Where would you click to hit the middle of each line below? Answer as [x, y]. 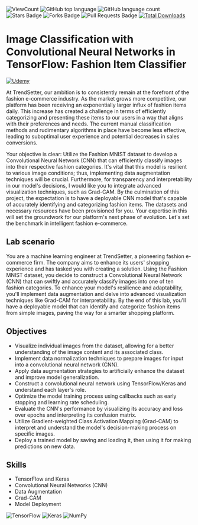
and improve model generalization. [57, 377]
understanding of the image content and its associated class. [89, 352]
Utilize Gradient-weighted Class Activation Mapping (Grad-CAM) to [96, 421]
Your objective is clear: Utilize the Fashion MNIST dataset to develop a [92, 154]
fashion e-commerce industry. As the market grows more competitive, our [96, 98]
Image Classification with [70, 39]
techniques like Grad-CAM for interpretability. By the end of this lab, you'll [96, 300]
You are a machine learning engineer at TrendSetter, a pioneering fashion [95, 256]
